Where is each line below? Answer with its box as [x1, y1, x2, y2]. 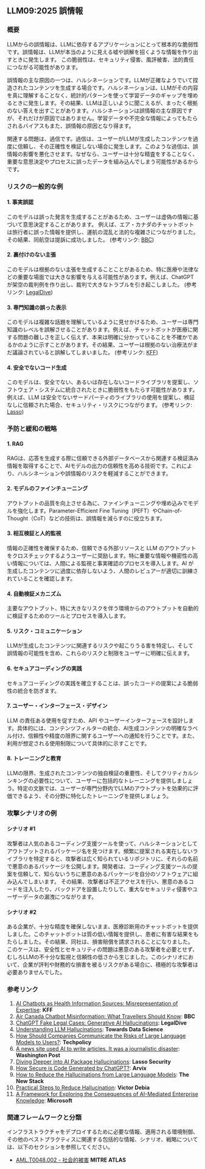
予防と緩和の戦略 [7, 425, 57, 433]
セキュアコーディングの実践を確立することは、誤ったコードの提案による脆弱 [7, 679, 198, 687]
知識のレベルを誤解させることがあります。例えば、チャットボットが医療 [7, 326, 188, 333]
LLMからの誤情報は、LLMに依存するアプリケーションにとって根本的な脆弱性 [7, 40, 199, 48]
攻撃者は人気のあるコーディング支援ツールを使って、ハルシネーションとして [7, 840, 198, 847]
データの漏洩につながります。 [23, 893, 97, 900]
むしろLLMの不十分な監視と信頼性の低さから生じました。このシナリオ [7, 953, 183, 961]
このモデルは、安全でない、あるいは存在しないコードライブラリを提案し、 [7, 378, 193, 386]
